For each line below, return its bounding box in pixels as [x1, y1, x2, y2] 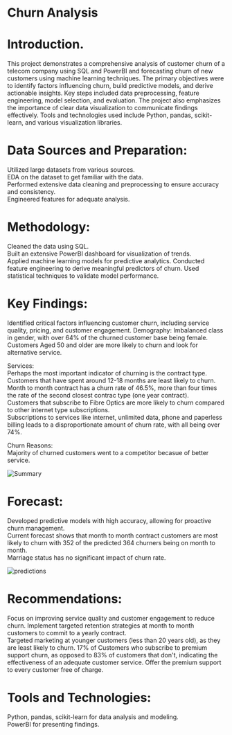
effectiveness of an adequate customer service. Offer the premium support [7, 658, 222, 666]
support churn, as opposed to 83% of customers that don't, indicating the [7, 650, 218, 659]
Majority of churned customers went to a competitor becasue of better [7, 448, 209, 457]
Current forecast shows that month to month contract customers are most [7, 531, 218, 540]
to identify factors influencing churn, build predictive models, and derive [7, 82, 213, 90]
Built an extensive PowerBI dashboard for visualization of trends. [7, 249, 192, 258]
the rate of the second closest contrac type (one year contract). [7, 391, 189, 399]
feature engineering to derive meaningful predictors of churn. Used [7, 265, 199, 272]
